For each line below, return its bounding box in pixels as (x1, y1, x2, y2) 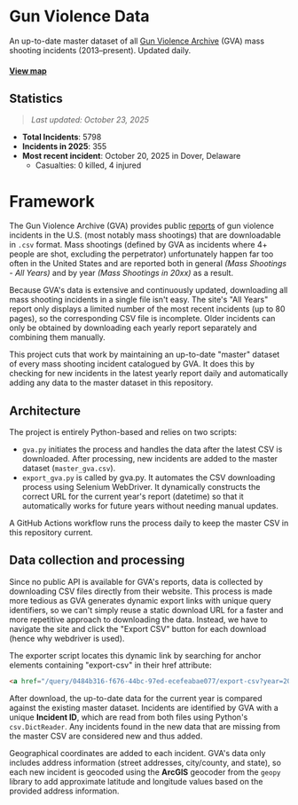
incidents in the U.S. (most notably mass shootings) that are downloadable (9, 230, 281, 241)
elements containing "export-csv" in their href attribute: (9, 659, 213, 670)
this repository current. (9, 527, 93, 538)
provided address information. (9, 785, 120, 796)
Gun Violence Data (9, 6, 150, 27)
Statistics (9, 91, 64, 106)
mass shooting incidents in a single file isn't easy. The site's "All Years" (9, 295, 269, 305)
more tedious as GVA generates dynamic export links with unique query (9, 595, 271, 605)
